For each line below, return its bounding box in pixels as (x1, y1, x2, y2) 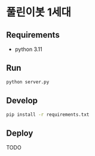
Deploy (6, 128, 33, 138)
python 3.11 (14, 46, 43, 53)
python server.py (6, 79, 50, 85)
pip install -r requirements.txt (6, 112, 90, 118)
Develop (6, 95, 38, 106)
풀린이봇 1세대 (6, 5, 72, 19)
